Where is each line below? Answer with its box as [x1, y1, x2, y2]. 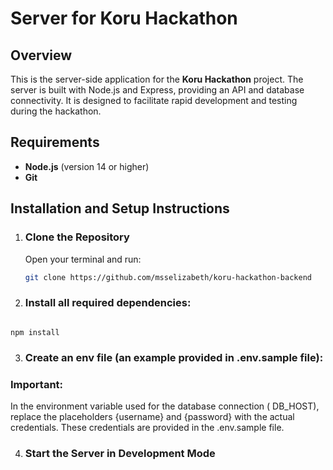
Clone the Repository [24, 230, 130, 244]
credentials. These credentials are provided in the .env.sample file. [10, 421, 285, 433]
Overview [10, 47, 73, 64]
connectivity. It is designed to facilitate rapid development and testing [10, 95, 298, 106]
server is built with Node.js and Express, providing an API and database [10, 84, 305, 96]
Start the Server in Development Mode [24, 446, 216, 460]
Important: [10, 377, 64, 391]
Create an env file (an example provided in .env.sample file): [24, 350, 324, 364]
